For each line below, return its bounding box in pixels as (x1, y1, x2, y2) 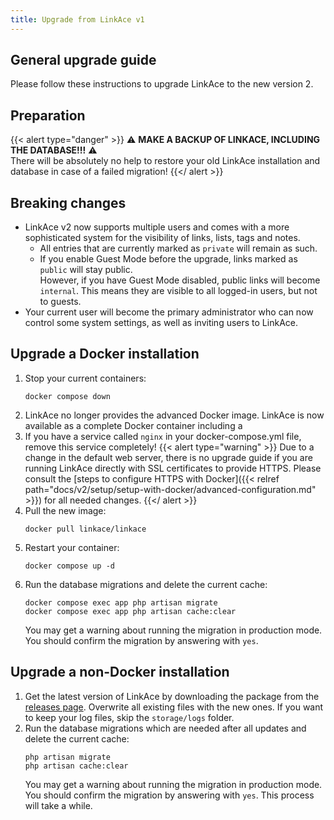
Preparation (10, 107, 86, 124)
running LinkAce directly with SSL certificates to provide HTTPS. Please (24, 462, 322, 474)
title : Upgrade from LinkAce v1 (10, 14, 145, 25)
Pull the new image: (24, 504, 107, 516)
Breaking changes (10, 194, 127, 211)
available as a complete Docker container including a (24, 419, 243, 431)
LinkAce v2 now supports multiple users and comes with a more (24, 221, 290, 233)
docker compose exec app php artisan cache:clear (24, 606, 237, 616)
